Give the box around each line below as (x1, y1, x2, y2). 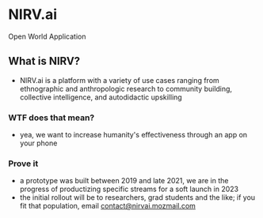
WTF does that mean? (8, 112, 95, 123)
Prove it (8, 158, 39, 169)
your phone (19, 138, 58, 148)
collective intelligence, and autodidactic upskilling (19, 92, 182, 102)
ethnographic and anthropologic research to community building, (19, 84, 232, 93)
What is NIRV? (8, 54, 81, 68)
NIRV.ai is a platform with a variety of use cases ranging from (19, 75, 219, 85)
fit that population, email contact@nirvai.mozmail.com (19, 201, 196, 211)
